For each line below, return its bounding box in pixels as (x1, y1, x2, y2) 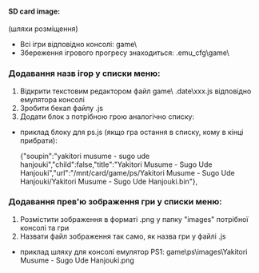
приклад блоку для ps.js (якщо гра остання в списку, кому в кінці (19, 127, 244, 136)
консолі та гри (19, 223, 70, 232)
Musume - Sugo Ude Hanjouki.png (19, 255, 134, 265)
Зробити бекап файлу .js (19, 103, 104, 113)
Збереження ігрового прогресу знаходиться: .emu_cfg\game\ (19, 48, 229, 57)
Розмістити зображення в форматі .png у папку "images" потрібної (19, 214, 249, 224)
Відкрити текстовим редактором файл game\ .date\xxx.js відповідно (19, 86, 252, 96)
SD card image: (8, 6, 61, 16)
